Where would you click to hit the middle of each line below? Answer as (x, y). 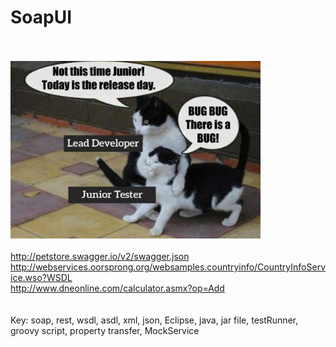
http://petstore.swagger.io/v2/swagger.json (100, 256)
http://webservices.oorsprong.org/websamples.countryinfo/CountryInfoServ (168, 267)
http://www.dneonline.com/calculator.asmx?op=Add (117, 288)
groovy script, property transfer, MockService (105, 330)
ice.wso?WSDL (41, 277)
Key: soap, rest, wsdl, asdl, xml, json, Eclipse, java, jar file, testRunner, (154, 320)
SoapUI (41, 17)
